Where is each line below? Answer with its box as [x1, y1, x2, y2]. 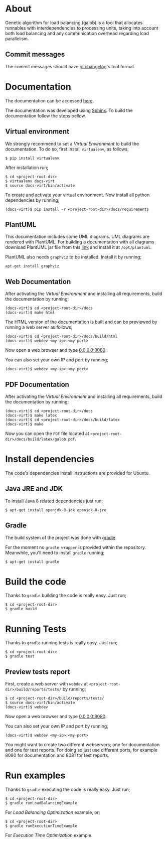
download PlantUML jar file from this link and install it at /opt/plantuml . [5, 244, 152, 250]
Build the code [5, 576, 67, 587]
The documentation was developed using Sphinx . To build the [5, 107, 133, 113]
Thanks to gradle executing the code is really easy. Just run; [5, 786, 130, 793]
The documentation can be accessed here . [5, 97, 94, 103]
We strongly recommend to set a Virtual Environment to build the [5, 140, 139, 147]
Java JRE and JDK [5, 485, 63, 493]
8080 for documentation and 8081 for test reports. [5, 752, 109, 758]
